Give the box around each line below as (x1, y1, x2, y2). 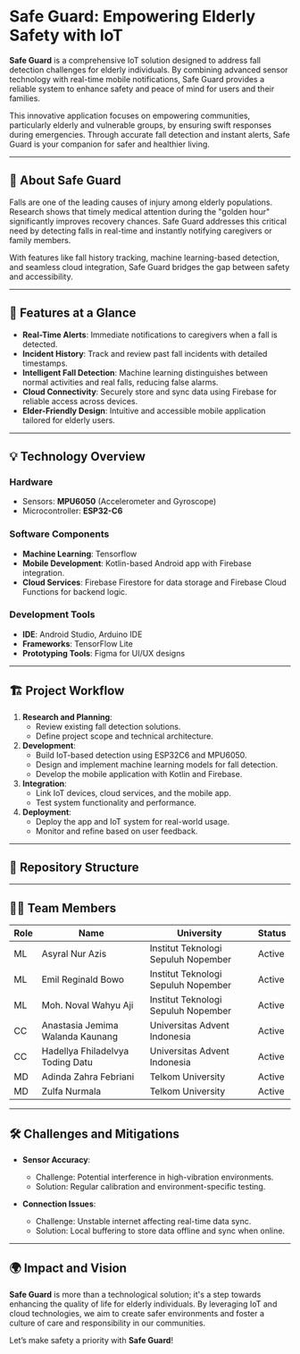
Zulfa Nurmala (41, 1085, 101, 1097)
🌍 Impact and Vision (9, 1261, 128, 1276)
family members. (9, 234, 71, 245)
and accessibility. (9, 271, 73, 282)
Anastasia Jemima (41, 1020, 119, 1032)
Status (257, 927, 287, 940)
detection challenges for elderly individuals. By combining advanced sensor (9, 64, 288, 75)
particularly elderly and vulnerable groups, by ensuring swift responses (9, 119, 272, 131)
